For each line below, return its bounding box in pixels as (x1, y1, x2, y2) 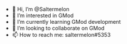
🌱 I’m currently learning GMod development (11, 18, 121, 25)
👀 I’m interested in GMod (11, 12, 74, 19)
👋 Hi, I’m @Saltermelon (11, 6, 70, 12)
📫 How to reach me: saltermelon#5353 (11, 32, 111, 38)
